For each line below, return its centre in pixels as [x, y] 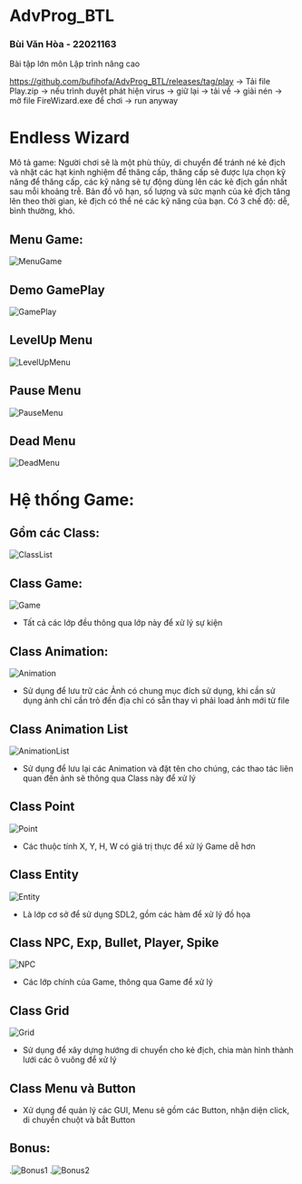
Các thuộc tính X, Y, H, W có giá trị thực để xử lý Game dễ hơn [139, 846]
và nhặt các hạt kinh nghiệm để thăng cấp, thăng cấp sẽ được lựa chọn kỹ [148, 173]
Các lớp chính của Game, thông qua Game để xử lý [117, 982]
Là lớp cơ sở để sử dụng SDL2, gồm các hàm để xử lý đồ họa [136, 914]
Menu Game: [46, 239]
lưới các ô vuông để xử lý [69, 1060]
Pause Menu [45, 391]
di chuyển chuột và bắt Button [79, 1120]
